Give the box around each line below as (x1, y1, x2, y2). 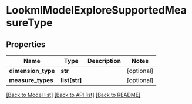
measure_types (9, 76, 54, 84)
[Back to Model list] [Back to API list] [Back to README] (6, 92, 141, 98)
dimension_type (9, 67, 55, 75)
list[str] (60, 76, 82, 84)
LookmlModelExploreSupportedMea (6, 4, 187, 17)
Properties (6, 39, 46, 49)
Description (87, 57, 122, 65)
